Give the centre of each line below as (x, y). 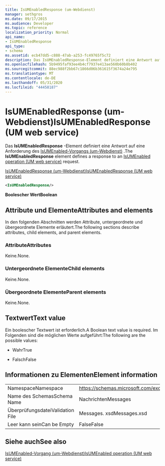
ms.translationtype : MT (29, 74)
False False (91, 424)
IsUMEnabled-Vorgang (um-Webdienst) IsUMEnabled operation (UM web (79, 453)
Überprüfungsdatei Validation (41, 410)
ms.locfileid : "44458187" (31, 87)
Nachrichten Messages (105, 399)
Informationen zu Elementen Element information (81, 375)
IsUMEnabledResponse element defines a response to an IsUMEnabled (78, 156)
